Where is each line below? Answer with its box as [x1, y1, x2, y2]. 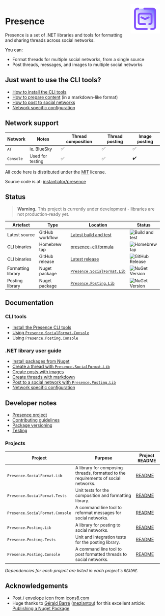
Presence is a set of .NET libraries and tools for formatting [5, 32, 123, 38]
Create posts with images [12, 369, 64, 375]
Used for [29, 153, 48, 159]
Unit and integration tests [75, 534, 126, 540]
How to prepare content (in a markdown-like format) [12, 94, 118, 100]
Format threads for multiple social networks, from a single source [12, 56, 145, 62]
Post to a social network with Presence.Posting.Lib [12, 379, 116, 385]
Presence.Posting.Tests [7, 538, 56, 543]
